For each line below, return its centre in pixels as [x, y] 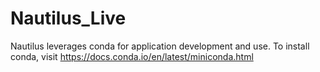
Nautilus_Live [68, 18]
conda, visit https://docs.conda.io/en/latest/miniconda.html [132, 56]
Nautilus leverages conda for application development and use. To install [160, 46]
